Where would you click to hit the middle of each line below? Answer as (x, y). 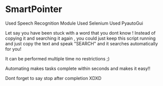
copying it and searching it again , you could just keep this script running (80, 38)
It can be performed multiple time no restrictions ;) (57, 58)
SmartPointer (34, 9)
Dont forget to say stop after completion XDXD (53, 78)
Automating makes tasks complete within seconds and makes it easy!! (78, 68)
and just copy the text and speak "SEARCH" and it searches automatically (82, 43)
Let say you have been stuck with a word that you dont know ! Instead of (80, 33)
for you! (13, 49)
